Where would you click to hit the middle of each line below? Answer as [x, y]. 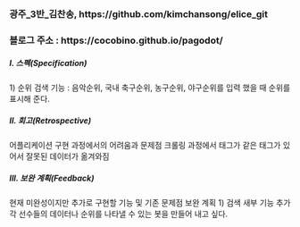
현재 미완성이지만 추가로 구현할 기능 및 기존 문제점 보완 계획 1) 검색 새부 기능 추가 [150, 202]
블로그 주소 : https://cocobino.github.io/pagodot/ [116, 40]
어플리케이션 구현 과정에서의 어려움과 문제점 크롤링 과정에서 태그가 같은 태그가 [145, 145]
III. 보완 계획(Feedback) [52, 178]
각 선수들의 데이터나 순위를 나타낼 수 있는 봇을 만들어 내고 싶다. [119, 214]
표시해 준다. [30, 98]
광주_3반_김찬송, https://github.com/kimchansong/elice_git [138, 13]
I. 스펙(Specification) [48, 63]
